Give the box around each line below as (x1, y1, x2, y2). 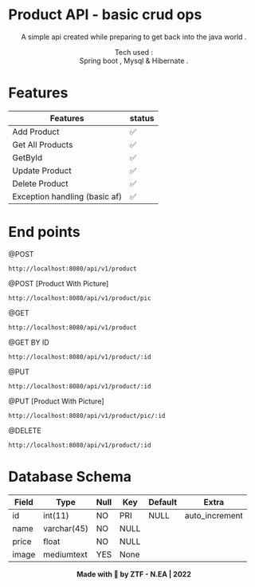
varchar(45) (43, 522, 89, 534)
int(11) (43, 510, 69, 521)
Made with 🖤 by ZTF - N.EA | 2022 (76, 569, 191, 579)
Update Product (12, 165, 72, 176)
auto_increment (184, 510, 243, 521)
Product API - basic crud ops (8, 6, 202, 24)
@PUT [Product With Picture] (8, 396, 105, 406)
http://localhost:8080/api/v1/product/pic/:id (8, 412, 166, 420)
